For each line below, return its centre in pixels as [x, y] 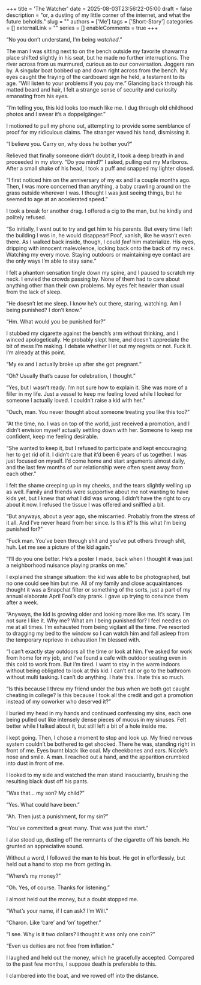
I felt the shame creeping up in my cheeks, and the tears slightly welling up [99, 485]
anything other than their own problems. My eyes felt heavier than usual [95, 285]
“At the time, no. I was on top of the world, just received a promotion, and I [98, 424]
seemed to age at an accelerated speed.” [57, 199]
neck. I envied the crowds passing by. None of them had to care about [93, 279]
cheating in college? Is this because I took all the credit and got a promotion [100, 695]
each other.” [21, 474]
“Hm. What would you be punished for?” [56, 321]
